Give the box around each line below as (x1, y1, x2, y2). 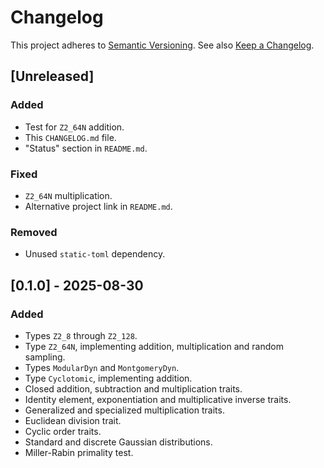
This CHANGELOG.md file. (24, 131, 117, 143)
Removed (10, 225, 58, 239)
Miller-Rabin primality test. (24, 446, 134, 458)
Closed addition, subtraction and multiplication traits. (24, 382, 243, 395)
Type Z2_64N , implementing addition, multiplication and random (24, 340, 284, 352)
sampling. (24, 351, 66, 363)
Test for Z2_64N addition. (24, 121, 125, 133)
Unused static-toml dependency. (24, 248, 166, 260)
